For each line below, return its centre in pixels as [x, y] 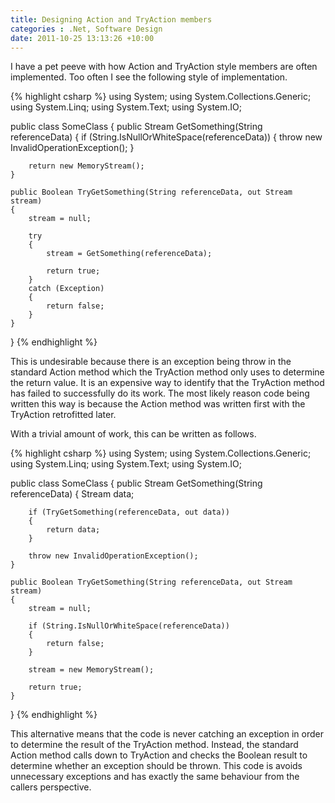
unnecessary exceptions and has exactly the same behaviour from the [155, 777]
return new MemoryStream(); [86, 166]
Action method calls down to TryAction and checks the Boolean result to [159, 755]
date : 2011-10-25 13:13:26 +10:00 [82, 38]
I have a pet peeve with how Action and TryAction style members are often [164, 67]
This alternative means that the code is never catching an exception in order [167, 734]
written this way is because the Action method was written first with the [158, 404]
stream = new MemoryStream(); [91, 670]
